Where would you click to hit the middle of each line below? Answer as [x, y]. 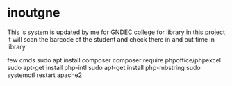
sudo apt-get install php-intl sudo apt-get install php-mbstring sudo [104, 67]
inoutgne [34, 13]
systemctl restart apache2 [44, 75]
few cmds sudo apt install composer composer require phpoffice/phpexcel [114, 60]
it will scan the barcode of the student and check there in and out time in [111, 39]
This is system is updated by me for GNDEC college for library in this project [116, 32]
